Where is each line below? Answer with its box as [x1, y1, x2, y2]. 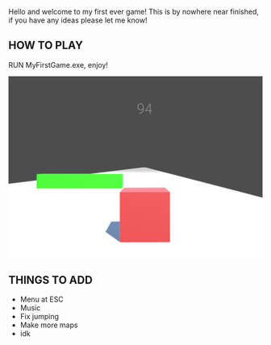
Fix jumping [19, 311, 59, 321]
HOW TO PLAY [8, 39, 83, 52]
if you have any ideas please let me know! [8, 15, 148, 25]
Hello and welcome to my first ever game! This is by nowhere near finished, [8, 7, 260, 16]
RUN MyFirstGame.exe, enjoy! [8, 60, 109, 69]
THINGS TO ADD [8, 273, 93, 287]
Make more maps [19, 320, 78, 330]
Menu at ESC [19, 294, 65, 304]
